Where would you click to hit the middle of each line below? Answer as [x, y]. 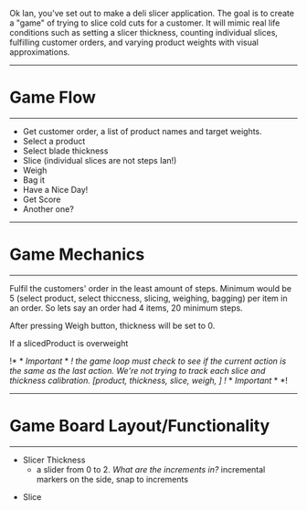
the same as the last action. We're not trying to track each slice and [138, 370]
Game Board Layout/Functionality [140, 426]
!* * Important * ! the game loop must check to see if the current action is [148, 361]
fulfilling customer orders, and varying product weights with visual [134, 42]
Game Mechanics [77, 255]
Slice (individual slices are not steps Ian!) [100, 160]
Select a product [54, 141]
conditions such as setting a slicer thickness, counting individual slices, [144, 32]
